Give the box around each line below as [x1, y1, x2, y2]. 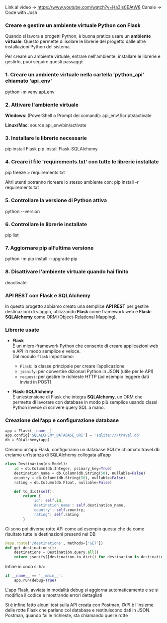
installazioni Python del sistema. [5, 44, 71, 50]
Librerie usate [5, 326, 40, 333]
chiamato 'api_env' [5, 77, 52, 84]
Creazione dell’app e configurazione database [5, 417, 119, 424]
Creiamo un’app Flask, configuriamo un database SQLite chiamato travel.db [5, 447, 160, 453]
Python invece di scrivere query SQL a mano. [12, 404, 105, 410]
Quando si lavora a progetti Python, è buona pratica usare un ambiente [5, 33, 151, 39]
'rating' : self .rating [31, 512, 79, 517]
